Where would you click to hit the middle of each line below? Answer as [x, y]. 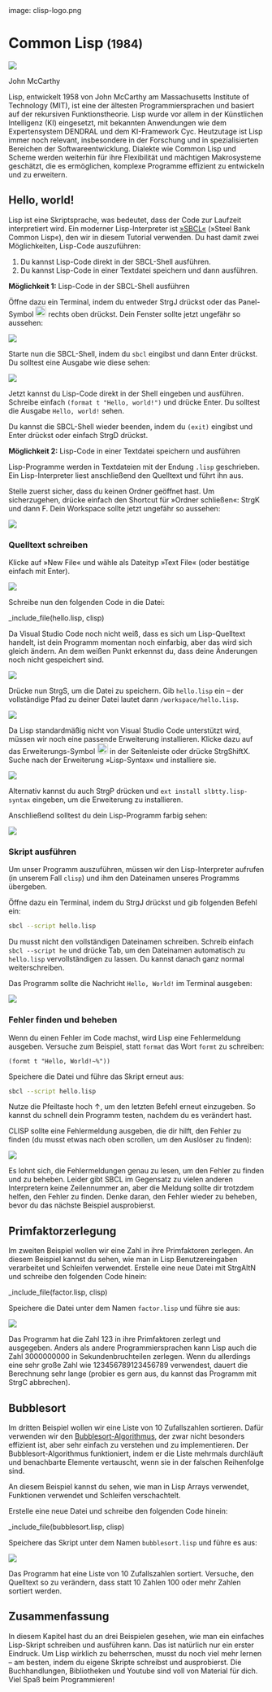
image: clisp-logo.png [45, 10]
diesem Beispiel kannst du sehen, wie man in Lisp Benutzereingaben [123, 1260]
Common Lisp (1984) [76, 44]
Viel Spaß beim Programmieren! [62, 1679]
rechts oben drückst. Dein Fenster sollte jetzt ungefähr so [145, 313]
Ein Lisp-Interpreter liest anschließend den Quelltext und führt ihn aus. [126, 475]
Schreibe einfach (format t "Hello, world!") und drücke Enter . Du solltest [134, 402]
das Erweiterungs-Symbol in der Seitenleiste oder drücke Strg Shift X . [130, 752]
